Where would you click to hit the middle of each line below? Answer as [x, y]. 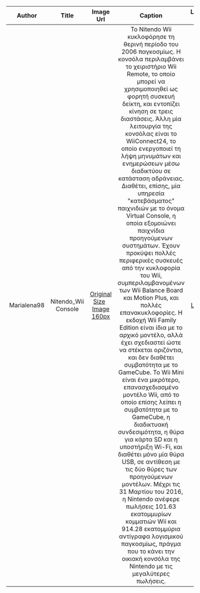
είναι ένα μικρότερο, [151, 380]
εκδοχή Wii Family [151, 320]
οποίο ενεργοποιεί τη [151, 149]
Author [27, 16]
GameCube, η [151, 417]
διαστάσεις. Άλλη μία [151, 119]
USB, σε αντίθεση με [151, 462]
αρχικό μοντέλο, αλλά [151, 335]
